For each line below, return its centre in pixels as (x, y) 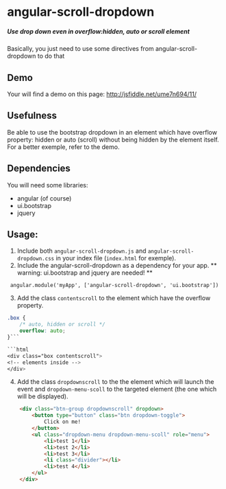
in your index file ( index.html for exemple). (116, 258)
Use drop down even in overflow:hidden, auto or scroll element (99, 31)
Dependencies (39, 169)
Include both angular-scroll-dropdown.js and (81, 251)
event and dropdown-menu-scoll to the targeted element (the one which (117, 389)
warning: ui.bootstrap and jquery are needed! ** (85, 273)
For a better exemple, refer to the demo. (63, 147)
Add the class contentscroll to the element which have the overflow (114, 298)
